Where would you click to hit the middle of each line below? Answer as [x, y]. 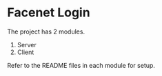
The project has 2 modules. [46, 31]
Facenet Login [49, 13]
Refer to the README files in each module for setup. [81, 65]
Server [27, 45]
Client [26, 52]
